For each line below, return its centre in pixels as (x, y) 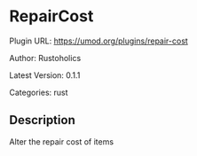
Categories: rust (39, 92)
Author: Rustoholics (45, 58)
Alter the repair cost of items (61, 141)
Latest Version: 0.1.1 (45, 75)
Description (42, 120)
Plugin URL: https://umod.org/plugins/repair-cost (98, 41)
